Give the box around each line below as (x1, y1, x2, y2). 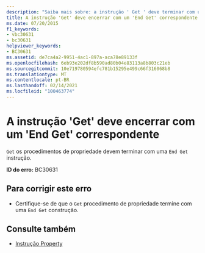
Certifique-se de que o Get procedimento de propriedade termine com (15, 199, 192, 207)
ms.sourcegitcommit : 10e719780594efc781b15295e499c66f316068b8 (6, 65, 171, 72)
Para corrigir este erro (6, 184, 92, 194)
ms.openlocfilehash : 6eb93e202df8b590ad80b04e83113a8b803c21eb (6, 60, 171, 66)
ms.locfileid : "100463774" (6, 88, 75, 94)
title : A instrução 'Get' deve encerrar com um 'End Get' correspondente (6, 15, 198, 21)
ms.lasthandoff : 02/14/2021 (6, 83, 78, 89)
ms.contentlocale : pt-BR (6, 77, 70, 83)
